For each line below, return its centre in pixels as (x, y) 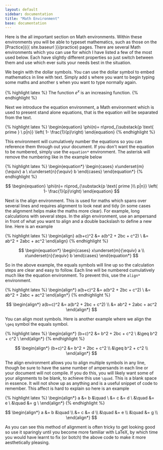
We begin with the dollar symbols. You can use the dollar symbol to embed (80, 72)
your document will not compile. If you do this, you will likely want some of (79, 373)
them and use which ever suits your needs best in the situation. (68, 63)
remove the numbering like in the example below (54, 157)
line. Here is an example (29, 226)
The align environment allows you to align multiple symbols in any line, (75, 363)
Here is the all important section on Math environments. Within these (73, 37)
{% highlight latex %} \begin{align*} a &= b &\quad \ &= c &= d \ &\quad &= (80, 398)
